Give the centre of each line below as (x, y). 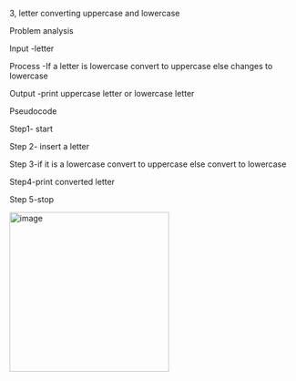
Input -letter (32, 48)
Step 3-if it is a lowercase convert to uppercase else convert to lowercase (148, 164)
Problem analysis (42, 31)
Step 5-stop (32, 199)
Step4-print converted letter (62, 182)
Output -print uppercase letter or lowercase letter (102, 93)
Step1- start (31, 129)
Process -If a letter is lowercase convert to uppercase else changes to (141, 66)
